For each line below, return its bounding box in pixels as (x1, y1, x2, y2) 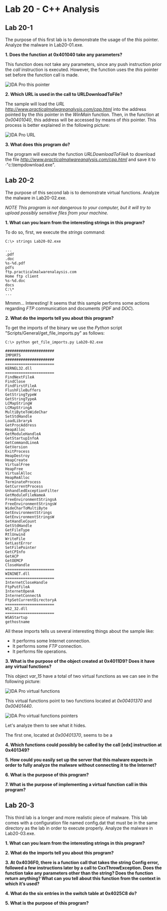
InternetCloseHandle (5, 580, 48, 585)
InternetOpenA (5, 588, 35, 594)
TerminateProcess (5, 479, 41, 484)
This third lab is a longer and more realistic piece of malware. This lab (5, 814, 148, 820)
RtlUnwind (5, 532, 26, 537)
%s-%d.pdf (5, 261, 26, 266)
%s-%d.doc (5, 278, 26, 283)
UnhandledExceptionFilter (5, 488, 59, 493)
